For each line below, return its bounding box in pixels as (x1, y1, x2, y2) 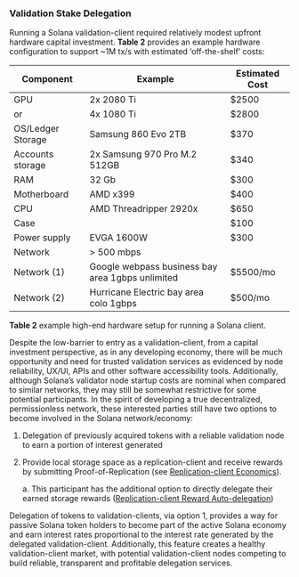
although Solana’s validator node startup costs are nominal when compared (9, 375, 287, 386)
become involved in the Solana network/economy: (9, 413, 194, 424)
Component (21, 73, 73, 85)
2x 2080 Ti (89, 93, 136, 106)
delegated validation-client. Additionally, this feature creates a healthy (9, 539, 266, 549)
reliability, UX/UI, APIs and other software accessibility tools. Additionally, (9, 366, 279, 377)
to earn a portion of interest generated (21, 440, 163, 451)
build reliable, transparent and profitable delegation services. (9, 557, 233, 568)
